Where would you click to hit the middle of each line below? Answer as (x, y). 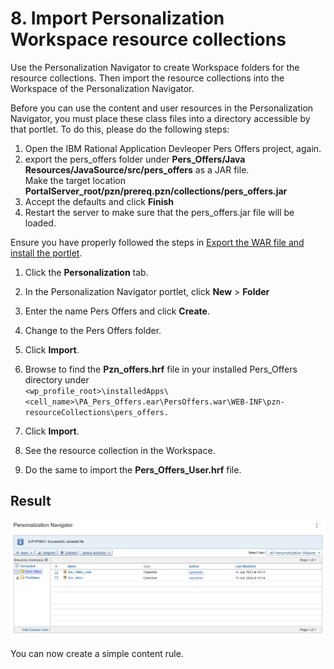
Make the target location (75, 180)
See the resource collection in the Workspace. (120, 450)
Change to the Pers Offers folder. (93, 330)
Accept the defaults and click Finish (99, 201)
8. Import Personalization (117, 18)
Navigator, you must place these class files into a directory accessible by (160, 118)
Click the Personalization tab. (86, 272)
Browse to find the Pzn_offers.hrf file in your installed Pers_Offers (161, 369)
